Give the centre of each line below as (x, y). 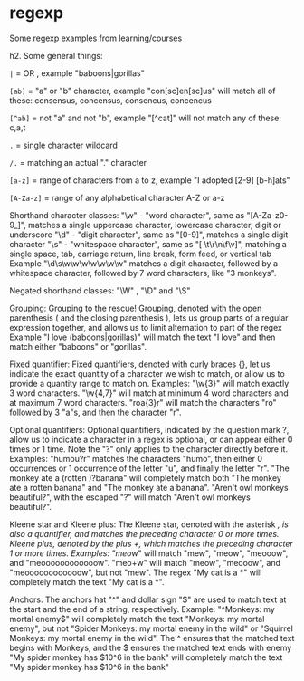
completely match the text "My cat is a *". (87, 581)
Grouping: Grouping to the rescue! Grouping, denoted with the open (136, 308)
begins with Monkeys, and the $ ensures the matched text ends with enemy (151, 647)
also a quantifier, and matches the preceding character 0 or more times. (144, 533)
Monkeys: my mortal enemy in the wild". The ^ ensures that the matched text (152, 638)
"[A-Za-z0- (267, 215)
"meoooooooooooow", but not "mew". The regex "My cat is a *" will (136, 572)
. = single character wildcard (63, 145)
